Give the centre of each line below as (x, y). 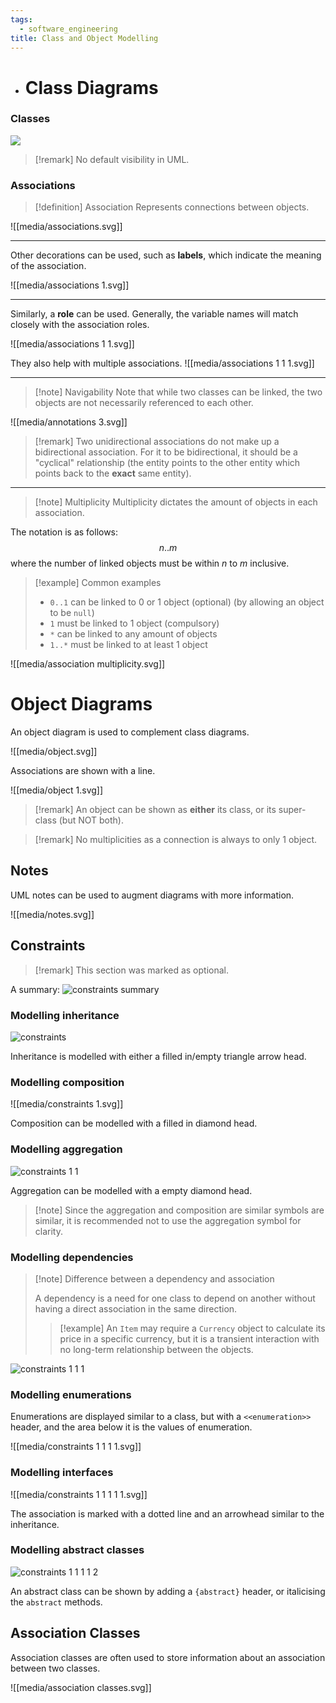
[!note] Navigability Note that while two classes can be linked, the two (178, 392)
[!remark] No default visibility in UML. (112, 159)
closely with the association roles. (80, 325)
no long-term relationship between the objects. (156, 1349)
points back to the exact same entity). (113, 473)
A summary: (35, 989)
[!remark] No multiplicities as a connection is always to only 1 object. (176, 840)
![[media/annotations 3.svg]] (69, 422)
